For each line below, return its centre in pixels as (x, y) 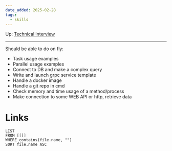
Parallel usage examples (38, 64)
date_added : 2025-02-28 (31, 10)
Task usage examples (36, 59)
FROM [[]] (16, 136)
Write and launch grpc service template (54, 75)
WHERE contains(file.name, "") (39, 140)
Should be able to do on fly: (35, 49)
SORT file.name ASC (26, 145)
